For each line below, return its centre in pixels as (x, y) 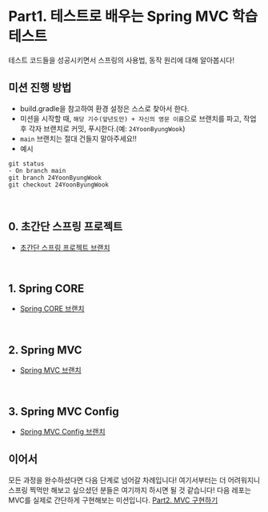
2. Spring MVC (45, 350)
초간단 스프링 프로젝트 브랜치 (65, 247)
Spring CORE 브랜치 (52, 309)
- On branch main (37, 170)
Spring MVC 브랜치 (50, 370)
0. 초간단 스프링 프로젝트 (66, 227)
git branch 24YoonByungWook (55, 178)
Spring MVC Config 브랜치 (62, 432)
